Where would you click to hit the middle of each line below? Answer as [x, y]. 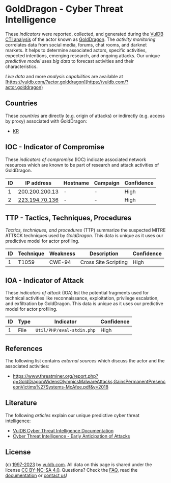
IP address [38, 183]
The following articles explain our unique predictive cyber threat [73, 415]
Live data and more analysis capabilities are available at [64, 76]
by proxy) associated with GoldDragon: [46, 121]
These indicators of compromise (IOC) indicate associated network [76, 159]
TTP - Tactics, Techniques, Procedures [68, 218]
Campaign [107, 183]
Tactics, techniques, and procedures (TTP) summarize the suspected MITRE [85, 230]
